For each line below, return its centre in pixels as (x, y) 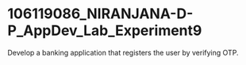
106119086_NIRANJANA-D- (100, 14)
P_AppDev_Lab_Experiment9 (105, 31)
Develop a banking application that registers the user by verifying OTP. (123, 52)
